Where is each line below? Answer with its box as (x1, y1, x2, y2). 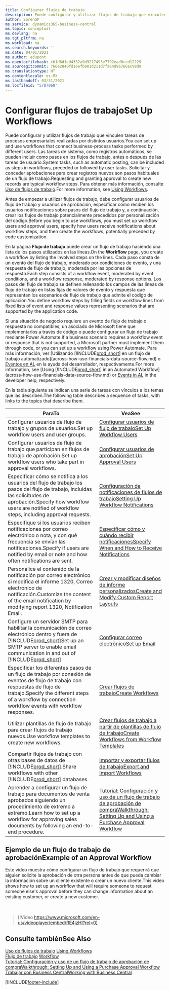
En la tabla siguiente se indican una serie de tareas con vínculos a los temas (5, 387, 164, 393)
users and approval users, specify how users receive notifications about (5, 223, 156, 229)
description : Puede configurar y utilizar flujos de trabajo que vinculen (5, 12, 166, 17)
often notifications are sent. (8, 557, 73, 564)
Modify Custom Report (99, 594, 153, 601)
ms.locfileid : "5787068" (5, 83, 58, 88)
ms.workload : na (5, 41, 39, 46)
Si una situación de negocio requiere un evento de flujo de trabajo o (5, 318, 147, 324)
